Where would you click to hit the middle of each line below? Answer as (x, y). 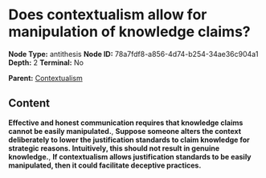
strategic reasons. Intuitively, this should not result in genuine (114, 148)
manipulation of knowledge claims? (129, 32)
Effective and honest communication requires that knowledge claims (126, 123)
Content (29, 103)
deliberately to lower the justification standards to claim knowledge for (129, 140)
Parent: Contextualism (45, 78)
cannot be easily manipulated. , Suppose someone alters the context (125, 131)
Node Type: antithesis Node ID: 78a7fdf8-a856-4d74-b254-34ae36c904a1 (133, 54)
